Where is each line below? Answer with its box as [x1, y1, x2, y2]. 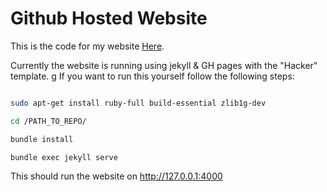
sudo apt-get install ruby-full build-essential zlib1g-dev [10, 98, 267, 108]
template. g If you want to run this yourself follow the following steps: [10, 70, 295, 82]
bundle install [10, 134, 74, 144]
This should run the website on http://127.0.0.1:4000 [10, 170, 223, 182]
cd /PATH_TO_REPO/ [10, 116, 87, 126]
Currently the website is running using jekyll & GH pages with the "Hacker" [10, 59, 318, 71]
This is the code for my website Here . [10, 40, 165, 52]
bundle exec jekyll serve [10, 152, 118, 162]
